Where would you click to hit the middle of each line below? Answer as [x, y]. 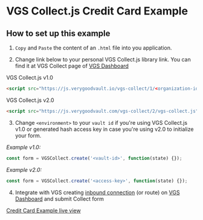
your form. [28, 135]
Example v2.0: [24, 169]
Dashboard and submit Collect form [60, 199]
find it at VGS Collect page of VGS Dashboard [72, 66]
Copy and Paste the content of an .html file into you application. [93, 48]
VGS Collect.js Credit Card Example [97, 11]
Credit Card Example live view [43, 210]
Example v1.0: [24, 147]
